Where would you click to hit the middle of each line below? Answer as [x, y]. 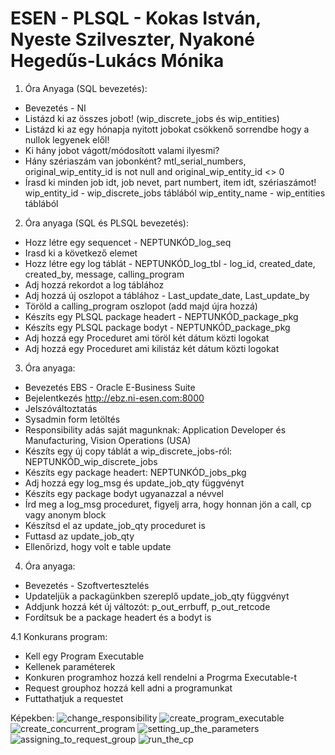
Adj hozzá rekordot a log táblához [94, 284]
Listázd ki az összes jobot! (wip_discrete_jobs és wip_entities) [152, 118]
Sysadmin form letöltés [72, 419]
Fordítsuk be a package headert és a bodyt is [118, 617]
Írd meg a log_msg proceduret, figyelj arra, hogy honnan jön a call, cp [168, 504]
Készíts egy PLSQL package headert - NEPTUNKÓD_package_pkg [161, 316]
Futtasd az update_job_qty [79, 536]
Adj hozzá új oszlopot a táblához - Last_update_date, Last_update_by [167, 295]
